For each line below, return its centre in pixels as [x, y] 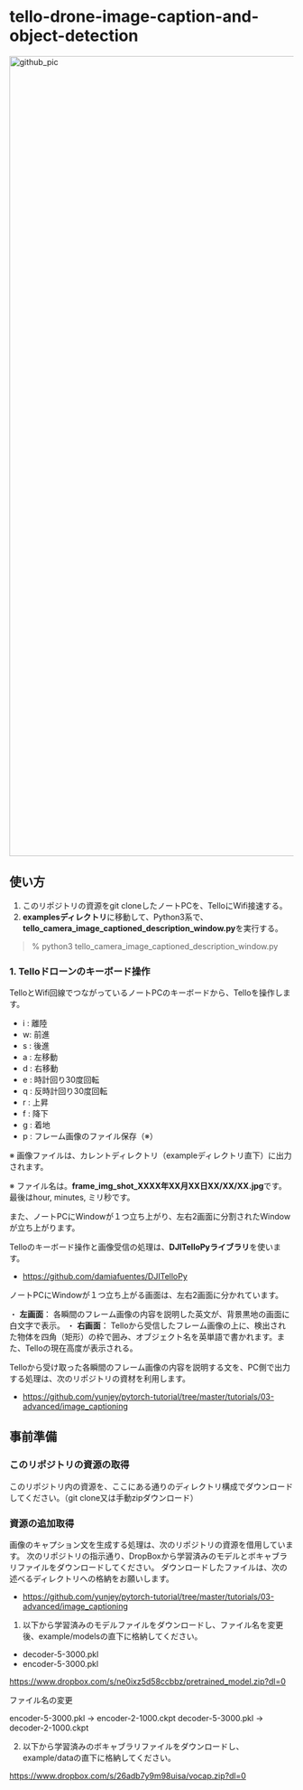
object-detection [74, 36]
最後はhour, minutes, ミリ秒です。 [72, 1197]
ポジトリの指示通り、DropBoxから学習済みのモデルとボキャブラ [169, 1556]
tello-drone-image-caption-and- [134, 17]
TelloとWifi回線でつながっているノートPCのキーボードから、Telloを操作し [146, 993]
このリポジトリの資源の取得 [69, 1465]
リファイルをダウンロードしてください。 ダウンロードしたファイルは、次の [149, 1568]
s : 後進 [36, 1046]
